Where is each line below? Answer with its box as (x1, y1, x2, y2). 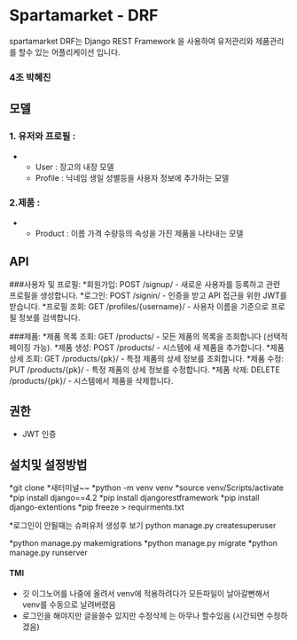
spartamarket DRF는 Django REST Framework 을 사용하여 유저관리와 (9, 35, 254, 46)
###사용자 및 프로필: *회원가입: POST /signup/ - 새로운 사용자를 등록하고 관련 (9, 278, 281, 289)
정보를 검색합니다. (18, 312, 81, 323)
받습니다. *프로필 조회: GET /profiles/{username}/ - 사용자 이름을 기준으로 (9, 300, 269, 311)
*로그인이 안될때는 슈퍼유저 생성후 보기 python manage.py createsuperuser (9, 520, 277, 531)
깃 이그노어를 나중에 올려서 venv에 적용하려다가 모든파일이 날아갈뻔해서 (21, 589, 270, 599)
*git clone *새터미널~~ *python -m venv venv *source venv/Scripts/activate (9, 482, 284, 493)
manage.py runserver (9, 547, 89, 558)
